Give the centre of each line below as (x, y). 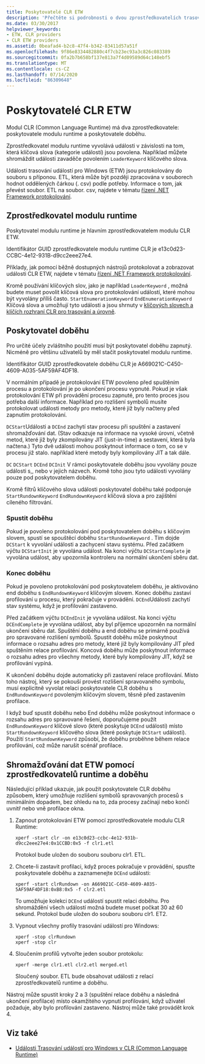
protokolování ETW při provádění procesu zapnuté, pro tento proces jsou (98, 395)
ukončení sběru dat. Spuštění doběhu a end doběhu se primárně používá (98, 631)
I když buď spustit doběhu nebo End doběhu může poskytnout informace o (101, 713)
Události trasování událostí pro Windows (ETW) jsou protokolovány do (94, 171)
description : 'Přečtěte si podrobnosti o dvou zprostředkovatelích (94, 18)
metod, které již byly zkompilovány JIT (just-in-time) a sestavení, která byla (101, 439)
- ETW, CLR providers (34, 35)
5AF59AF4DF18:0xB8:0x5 (44, 890)
